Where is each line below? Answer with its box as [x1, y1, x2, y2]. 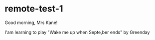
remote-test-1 [4, 3, 63, 14]
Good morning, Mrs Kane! [4, 19, 58, 25]
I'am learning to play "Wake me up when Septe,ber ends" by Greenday [4, 29, 150, 35]
